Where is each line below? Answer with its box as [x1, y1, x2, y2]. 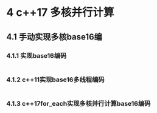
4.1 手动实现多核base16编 [6, 32, 102, 42]
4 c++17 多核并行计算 [6, 5, 114, 19]
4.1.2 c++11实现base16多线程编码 [6, 75, 105, 84]
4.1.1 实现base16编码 [6, 51, 67, 60]
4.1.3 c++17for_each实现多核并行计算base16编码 [6, 100, 151, 108]
